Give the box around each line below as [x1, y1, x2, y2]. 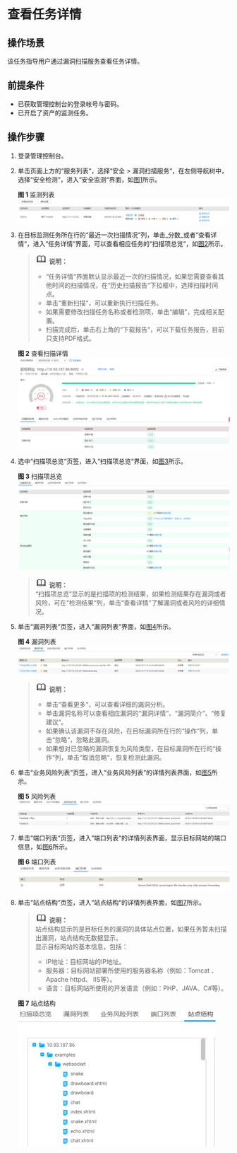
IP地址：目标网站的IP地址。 [45, 958, 126, 966]
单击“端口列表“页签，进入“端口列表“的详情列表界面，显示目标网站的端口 [17, 833, 227, 842]
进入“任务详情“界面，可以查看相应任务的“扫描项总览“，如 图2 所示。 [32, 240, 227, 248]
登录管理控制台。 [17, 151, 68, 160]
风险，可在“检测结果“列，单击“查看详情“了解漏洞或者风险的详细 [35, 598, 220, 607]
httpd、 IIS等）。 [69, 975, 116, 984]
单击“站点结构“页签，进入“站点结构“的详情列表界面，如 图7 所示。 [17, 898, 206, 907]
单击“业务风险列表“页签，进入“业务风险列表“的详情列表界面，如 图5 [17, 768, 212, 777]
